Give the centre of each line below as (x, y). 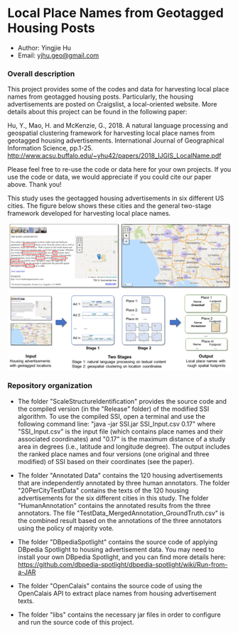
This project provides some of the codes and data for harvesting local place (118, 89)
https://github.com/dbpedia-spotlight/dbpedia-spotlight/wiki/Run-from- (123, 564)
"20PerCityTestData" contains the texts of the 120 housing (103, 490)
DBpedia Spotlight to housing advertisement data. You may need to (116, 549)
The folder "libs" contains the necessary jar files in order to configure (119, 615)
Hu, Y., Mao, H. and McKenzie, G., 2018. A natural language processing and (118, 126)
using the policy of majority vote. (66, 528)
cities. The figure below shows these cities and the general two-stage (109, 206)
